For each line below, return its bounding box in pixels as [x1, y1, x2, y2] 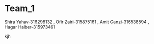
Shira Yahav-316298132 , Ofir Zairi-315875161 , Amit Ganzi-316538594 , [4, 19, 149, 25]
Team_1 [4, 3, 35, 14]
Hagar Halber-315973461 [4, 24, 55, 29]
